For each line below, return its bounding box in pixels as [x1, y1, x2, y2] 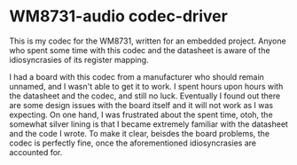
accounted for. [9, 146, 63, 157]
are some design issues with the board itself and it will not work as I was [9, 99, 274, 110]
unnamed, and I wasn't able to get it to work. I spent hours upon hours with [9, 81, 284, 91]
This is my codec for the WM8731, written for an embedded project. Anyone [9, 35, 286, 46]
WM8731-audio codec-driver [9, 6, 228, 27]
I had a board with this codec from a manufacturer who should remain [9, 71, 264, 82]
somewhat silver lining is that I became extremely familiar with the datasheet [9, 118, 288, 130]
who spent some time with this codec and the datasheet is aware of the [9, 44, 270, 55]
